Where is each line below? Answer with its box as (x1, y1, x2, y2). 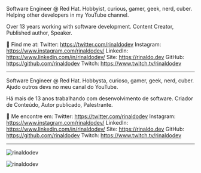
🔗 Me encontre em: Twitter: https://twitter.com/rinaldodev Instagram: (6, 113, 176, 120)
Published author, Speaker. (6, 29, 73, 36)
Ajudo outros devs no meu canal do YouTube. (6, 84, 118, 90)
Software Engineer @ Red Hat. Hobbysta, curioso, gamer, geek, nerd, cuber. (6, 77, 194, 84)
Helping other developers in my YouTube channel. (6, 11, 129, 18)
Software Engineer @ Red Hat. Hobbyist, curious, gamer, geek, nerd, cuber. (6, 5, 193, 12)
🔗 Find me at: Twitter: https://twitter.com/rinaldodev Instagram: (6, 41, 162, 48)
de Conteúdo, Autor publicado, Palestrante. (6, 101, 113, 108)
